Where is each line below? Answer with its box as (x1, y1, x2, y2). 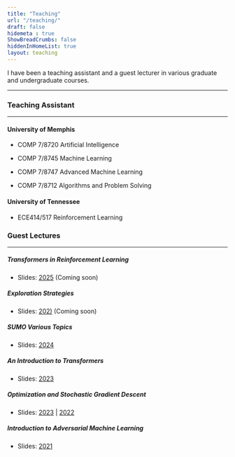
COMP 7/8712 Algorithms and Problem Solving (17, 182, 152, 190)
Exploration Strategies (7, 289, 75, 298)
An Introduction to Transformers (7, 357, 104, 365)
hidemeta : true (7, 29, 55, 37)
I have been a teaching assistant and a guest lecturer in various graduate (7, 68, 218, 77)
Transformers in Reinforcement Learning (7, 255, 129, 264)
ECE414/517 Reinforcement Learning (17, 213, 123, 221)
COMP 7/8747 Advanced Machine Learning (17, 168, 143, 176)
